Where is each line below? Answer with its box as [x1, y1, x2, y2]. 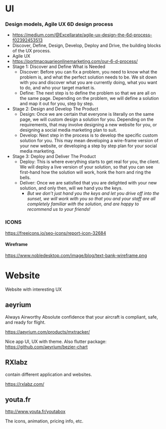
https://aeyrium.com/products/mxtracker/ [5, 329, 90, 335]
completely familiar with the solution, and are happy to [27, 201, 139, 207]
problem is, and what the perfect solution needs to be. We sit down [19, 74, 157, 80]
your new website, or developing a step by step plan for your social [19, 143, 157, 149]
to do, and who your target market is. [19, 85, 96, 91]
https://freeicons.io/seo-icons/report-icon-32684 [5, 230, 107, 236]
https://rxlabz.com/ [5, 381, 45, 387]
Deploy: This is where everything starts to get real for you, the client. [19, 159, 160, 165]
